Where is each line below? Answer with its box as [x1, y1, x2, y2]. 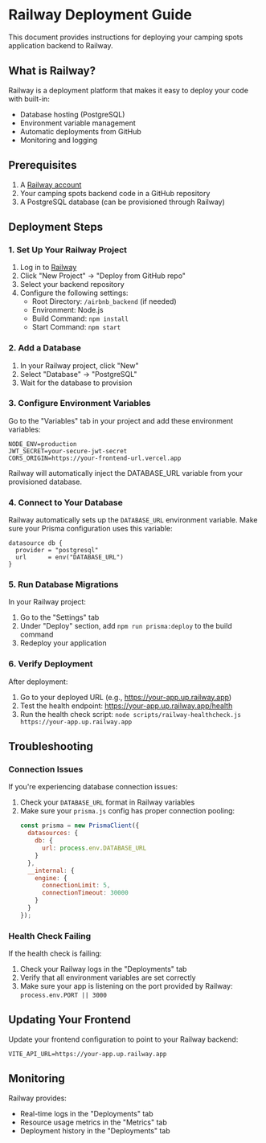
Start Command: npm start [31, 322, 121, 332]
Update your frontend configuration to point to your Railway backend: [8, 1034, 239, 1044]
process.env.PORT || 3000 [19, 991, 107, 1000]
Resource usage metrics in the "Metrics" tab [19, 1117, 167, 1127]
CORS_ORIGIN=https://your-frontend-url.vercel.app [8, 454, 182, 462]
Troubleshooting [8, 739, 94, 753]
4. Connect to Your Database [8, 497, 123, 508]
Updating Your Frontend [8, 1013, 131, 1026]
